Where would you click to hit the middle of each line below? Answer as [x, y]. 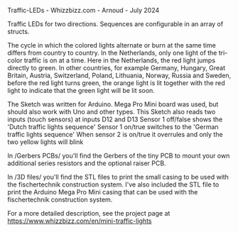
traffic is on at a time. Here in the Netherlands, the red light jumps [119, 60]
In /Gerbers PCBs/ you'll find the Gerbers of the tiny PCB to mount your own [119, 156]
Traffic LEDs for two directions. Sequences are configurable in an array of [115, 24]
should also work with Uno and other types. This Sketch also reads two [112, 112]
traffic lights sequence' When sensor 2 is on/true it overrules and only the [115, 134]
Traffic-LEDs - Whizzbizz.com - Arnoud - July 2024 [83, 10]
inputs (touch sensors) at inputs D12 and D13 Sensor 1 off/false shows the [115, 119]
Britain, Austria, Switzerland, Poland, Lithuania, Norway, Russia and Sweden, [119, 75]
